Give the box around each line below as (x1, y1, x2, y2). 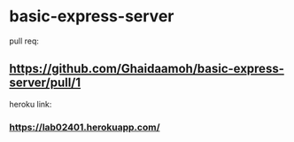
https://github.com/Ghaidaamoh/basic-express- (9, 61, 285, 76)
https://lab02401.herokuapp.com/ (9, 121, 160, 133)
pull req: (9, 35, 40, 46)
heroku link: (9, 99, 52, 109)
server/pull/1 (9, 75, 81, 91)
